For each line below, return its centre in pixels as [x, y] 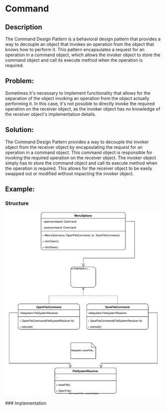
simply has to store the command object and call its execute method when [81, 163]
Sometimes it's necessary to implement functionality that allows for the [78, 93]
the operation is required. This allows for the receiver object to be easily [79, 168]
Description [24, 27]
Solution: [19, 130]
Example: [20, 189]
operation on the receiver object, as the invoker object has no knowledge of [83, 109]
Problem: [20, 81]
